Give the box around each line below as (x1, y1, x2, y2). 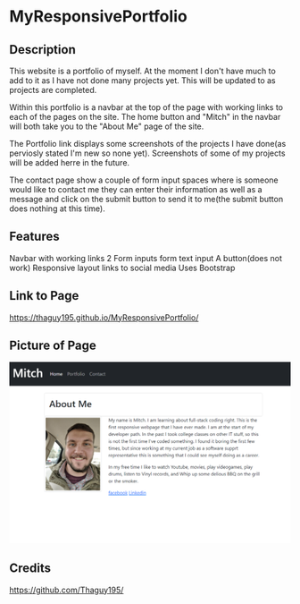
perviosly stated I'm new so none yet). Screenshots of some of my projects (9, 148, 286, 158)
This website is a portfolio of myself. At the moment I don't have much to (9, 65, 277, 76)
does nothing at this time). (9, 203, 105, 214)
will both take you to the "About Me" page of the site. (9, 121, 204, 132)
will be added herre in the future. (9, 157, 130, 167)
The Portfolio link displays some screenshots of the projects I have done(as (9, 139, 287, 149)
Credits (9, 561, 52, 576)
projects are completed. (9, 85, 97, 95)
